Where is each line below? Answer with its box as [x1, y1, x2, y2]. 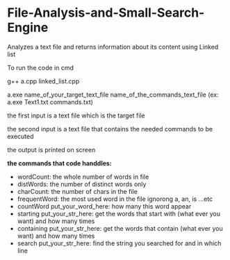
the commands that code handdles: [7, 159, 113, 168]
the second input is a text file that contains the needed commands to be [7, 124, 213, 133]
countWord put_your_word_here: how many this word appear [17, 202, 192, 210]
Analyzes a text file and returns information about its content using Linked [7, 42, 219, 51]
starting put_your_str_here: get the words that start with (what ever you [17, 209, 221, 218]
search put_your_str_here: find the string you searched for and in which [17, 238, 222, 247]
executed [7, 132, 34, 140]
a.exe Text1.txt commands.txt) [7, 97, 94, 106]
